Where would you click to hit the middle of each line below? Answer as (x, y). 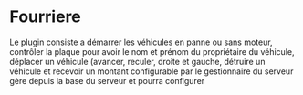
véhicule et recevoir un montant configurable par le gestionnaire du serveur (151, 71)
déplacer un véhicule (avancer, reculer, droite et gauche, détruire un (137, 61)
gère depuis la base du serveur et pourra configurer (107, 80)
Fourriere (46, 17)
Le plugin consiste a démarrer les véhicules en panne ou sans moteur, (141, 42)
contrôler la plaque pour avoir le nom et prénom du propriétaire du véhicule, (152, 51)
